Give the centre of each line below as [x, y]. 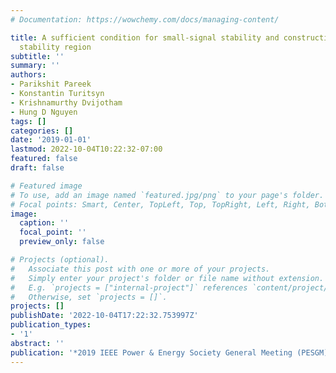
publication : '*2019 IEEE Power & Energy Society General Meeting [151, 352]
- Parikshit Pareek [51, 84]
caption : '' [44, 223]
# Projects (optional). [60, 260]
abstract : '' [37, 343]
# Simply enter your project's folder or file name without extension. [167, 278]
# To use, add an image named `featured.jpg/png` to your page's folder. [167, 195]
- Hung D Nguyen [44, 112]
